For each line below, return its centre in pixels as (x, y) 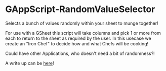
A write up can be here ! (30, 63)
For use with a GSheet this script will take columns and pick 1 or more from (83, 33)
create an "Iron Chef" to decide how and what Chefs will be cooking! (77, 43)
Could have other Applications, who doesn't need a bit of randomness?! (80, 53)
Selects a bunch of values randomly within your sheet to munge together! (82, 23)
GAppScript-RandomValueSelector (80, 9)
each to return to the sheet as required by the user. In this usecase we (78, 38)
